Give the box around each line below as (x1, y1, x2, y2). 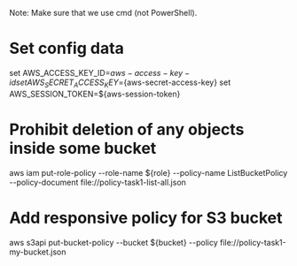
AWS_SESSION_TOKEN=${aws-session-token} (9, 88, 181, 99)
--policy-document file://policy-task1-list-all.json (9, 177, 186, 187)
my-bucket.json (9, 247, 66, 257)
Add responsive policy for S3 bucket (9, 208, 283, 228)
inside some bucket (9, 138, 157, 158)
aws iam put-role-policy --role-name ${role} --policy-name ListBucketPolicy (9, 167, 288, 178)
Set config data (9, 39, 124, 58)
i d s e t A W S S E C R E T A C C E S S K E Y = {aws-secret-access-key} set (9, 77, 231, 89)
